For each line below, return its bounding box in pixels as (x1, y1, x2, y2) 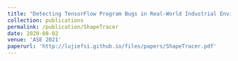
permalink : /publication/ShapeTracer (7, 23, 119, 30)
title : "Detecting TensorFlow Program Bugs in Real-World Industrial (7, 10, 217, 18)
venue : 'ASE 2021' (7, 36, 62, 43)
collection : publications (7, 17, 84, 24)
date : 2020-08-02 (7, 29, 59, 37)
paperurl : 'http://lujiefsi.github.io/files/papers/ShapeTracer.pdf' (7, 43, 217, 50)
